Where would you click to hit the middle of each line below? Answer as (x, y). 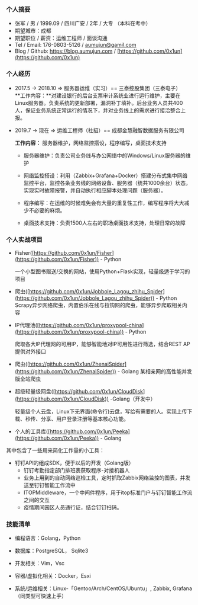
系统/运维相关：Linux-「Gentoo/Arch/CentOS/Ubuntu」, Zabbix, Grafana (103, 588)
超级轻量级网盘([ (35, 391)
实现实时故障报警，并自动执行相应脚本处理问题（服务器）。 (95, 190)
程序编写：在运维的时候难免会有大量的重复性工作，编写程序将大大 (104, 203)
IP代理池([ (27, 325)
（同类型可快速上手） (40, 596)
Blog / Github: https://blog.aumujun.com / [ (67, 51)
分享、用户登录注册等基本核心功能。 (85, 418)
